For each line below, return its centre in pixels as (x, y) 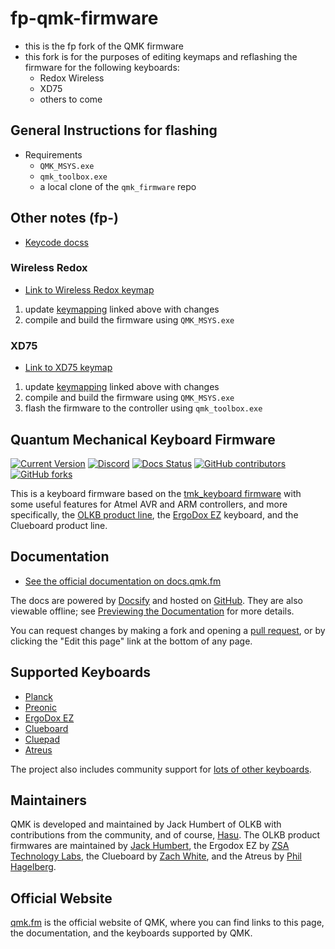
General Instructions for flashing (114, 130)
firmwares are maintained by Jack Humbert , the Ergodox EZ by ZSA (150, 846)
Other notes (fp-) (64, 218)
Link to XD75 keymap (68, 368)
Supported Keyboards (80, 672)
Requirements (53, 154)
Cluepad (42, 739)
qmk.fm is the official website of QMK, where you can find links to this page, (167, 923)
